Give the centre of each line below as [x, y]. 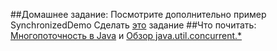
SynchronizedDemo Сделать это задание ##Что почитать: [133, 25]
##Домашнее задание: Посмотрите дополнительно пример [138, 14]
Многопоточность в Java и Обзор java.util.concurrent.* [126, 35]
